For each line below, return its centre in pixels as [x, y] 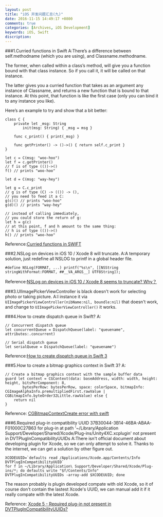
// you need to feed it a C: [35, 196]
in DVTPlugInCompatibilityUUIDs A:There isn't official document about [75, 438]
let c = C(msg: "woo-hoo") [32, 158]
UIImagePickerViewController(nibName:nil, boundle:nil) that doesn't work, [81, 302]
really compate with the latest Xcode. [42, 494]
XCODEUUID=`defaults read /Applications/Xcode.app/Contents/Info [72, 458]
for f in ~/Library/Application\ [39, 466]
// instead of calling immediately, [42, 213]
